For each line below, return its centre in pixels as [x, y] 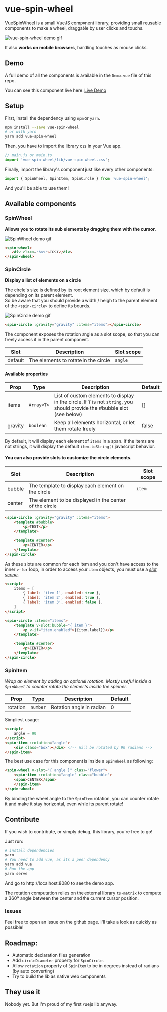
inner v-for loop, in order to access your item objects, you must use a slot [81, 569]
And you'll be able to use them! [37, 188]
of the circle [43, 506]
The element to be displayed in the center [77, 500]
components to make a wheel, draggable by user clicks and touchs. [74, 28]
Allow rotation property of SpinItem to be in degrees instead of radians [85, 965]
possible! [14, 927]
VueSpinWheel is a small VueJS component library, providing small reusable [83, 23]
